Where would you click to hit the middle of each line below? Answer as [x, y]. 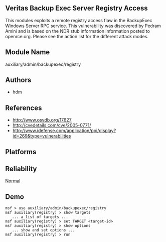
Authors [18, 80]
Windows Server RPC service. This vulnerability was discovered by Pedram [83, 26]
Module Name [28, 52]
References [24, 108]
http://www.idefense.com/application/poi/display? [64, 131]
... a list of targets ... [40, 217]
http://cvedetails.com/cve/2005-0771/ [52, 126]
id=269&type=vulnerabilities [42, 136]
